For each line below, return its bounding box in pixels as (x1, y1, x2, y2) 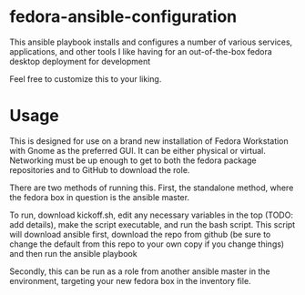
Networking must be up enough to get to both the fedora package (9, 155, 257, 166)
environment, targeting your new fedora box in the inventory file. (9, 275, 252, 286)
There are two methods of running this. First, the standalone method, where (9, 182, 294, 193)
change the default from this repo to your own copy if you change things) (9, 239, 285, 249)
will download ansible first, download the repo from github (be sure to (9, 229, 271, 239)
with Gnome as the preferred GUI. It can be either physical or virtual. (9, 145, 267, 156)
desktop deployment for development (9, 56, 151, 66)
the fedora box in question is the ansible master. (9, 191, 189, 202)
